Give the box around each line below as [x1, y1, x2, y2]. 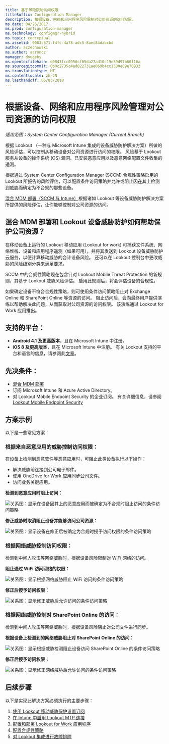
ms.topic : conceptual [5, 36, 51, 41]
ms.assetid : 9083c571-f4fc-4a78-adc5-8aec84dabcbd [5, 40, 114, 45]
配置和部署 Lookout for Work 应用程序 [12, 721, 91, 727]
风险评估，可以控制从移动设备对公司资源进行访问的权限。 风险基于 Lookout [5, 148, 161, 155]
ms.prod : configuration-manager [5, 26, 73, 31]
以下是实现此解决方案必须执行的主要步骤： [5, 698, 94, 704]
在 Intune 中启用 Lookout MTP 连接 [12, 714, 85, 720]
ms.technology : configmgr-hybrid [5, 31, 75, 36]
